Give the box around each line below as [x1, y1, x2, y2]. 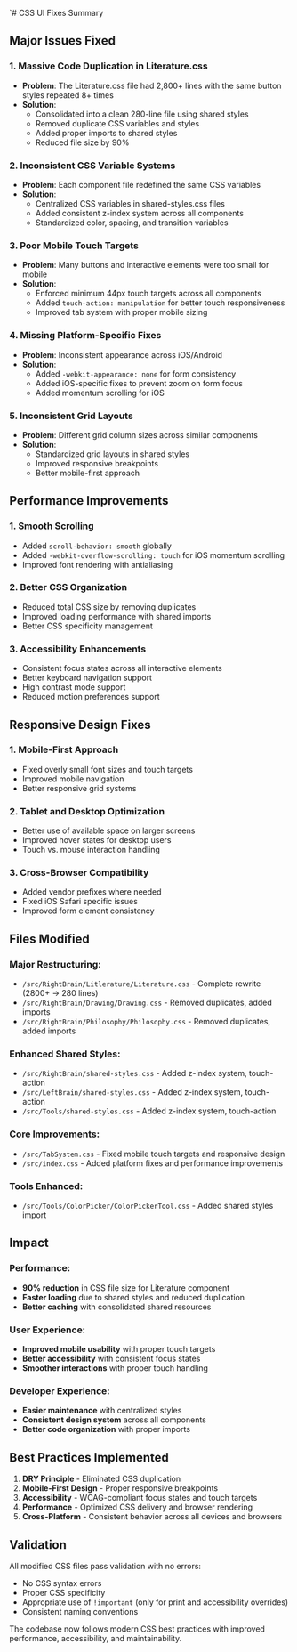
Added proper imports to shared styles [35, 127, 178, 138]
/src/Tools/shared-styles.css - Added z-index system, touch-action [21, 1105, 277, 1116]
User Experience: [9, 1324, 86, 1336]
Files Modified [9, 931, 91, 946]
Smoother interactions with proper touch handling [21, 1363, 209, 1373]
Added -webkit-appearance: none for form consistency [35, 368, 237, 379]
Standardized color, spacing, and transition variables [35, 217, 229, 228]
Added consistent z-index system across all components [35, 207, 245, 218]
